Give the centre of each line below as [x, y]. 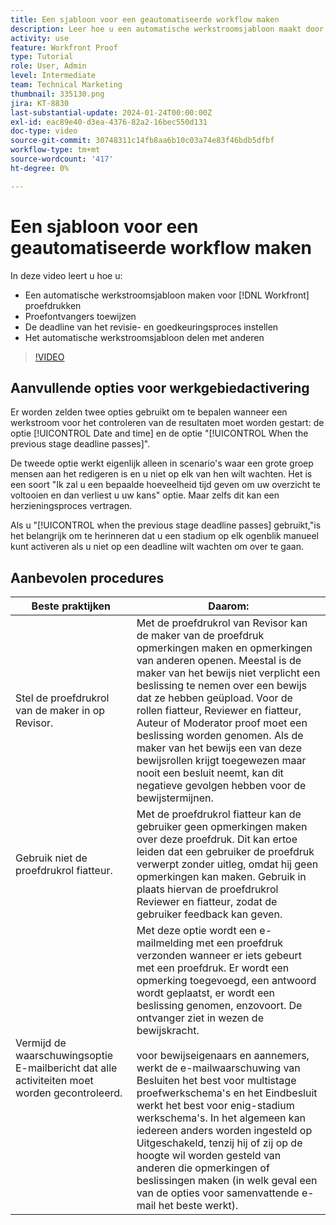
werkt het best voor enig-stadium [215, 1106]
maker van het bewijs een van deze [219, 748]
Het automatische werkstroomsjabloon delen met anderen [144, 337]
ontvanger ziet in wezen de [200, 1018]
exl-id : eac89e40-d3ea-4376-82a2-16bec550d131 [109, 122]
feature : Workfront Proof [64, 47]
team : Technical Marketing [66, 85]
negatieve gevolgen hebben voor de [221, 786]
